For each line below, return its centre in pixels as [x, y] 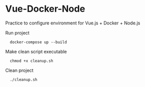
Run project [17, 33]
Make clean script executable [36, 51]
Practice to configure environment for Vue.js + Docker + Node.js [73, 23]
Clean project [20, 70]
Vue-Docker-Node [45, 9]
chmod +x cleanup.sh [32, 61]
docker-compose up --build [38, 42]
